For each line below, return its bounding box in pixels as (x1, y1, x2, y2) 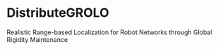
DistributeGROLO (6, 5, 110, 21)
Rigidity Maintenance (6, 35, 68, 43)
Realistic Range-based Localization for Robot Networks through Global (6, 28, 212, 36)
